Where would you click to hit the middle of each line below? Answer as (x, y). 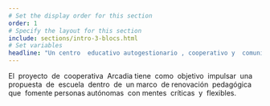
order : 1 (23, 23)
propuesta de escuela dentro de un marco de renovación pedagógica (130, 84)
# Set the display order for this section (80, 16)
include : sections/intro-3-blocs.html (73, 38)
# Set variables (35, 46)
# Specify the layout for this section (75, 31)
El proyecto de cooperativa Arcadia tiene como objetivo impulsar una (131, 76)
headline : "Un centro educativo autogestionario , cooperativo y (122, 53)
